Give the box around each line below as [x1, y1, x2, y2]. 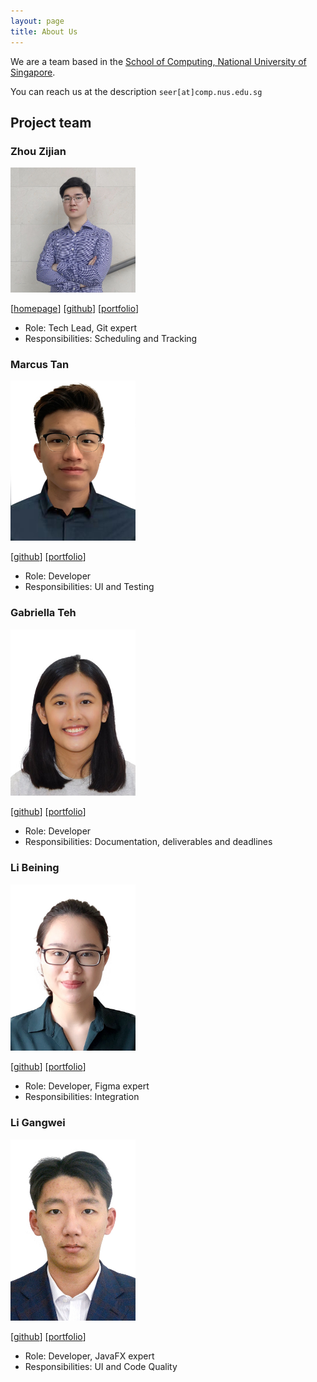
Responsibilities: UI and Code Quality [24, 1361, 178, 1373]
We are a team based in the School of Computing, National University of [10, 55, 307, 67]
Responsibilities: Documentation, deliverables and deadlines [24, 836, 273, 848]
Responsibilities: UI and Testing [24, 581, 155, 593]
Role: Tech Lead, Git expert [24, 322, 138, 334]
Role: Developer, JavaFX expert [24, 1350, 155, 1362]
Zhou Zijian [10, 144, 67, 158]
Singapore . [10, 66, 56, 78]
